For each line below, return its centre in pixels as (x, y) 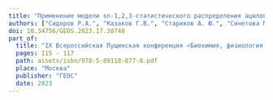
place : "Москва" (43, 69)
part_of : (23, 38)
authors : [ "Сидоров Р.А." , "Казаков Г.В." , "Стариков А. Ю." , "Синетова (134, 23)
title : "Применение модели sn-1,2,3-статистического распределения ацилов (138, 16)
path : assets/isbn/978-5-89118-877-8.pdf (87, 61)
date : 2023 (34, 83)
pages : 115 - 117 (45, 53)
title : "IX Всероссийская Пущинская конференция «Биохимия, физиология (140, 46)
